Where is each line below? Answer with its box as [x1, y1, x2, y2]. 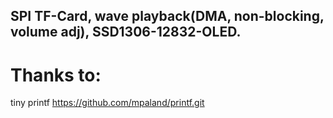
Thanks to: [10, 64, 102, 86]
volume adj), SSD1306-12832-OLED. [10, 24, 242, 41]
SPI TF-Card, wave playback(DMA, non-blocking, [10, 8, 325, 25]
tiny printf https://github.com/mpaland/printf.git [10, 97, 205, 109]
